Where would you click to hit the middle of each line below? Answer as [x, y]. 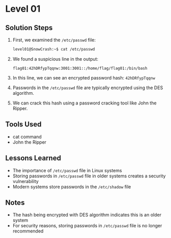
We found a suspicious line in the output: [55, 59]
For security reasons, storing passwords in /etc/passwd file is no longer [87, 226]
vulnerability [26, 181]
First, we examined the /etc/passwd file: [54, 40]
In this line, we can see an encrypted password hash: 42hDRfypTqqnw [84, 77]
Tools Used [23, 125]
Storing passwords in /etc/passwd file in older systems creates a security [89, 176]
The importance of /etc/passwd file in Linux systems [67, 170]
